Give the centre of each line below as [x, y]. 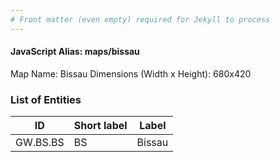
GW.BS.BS [40, 143]
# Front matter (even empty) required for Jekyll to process [140, 19]
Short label [100, 126]
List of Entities [46, 99]
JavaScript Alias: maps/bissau [75, 52]
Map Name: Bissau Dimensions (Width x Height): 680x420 [131, 73]
